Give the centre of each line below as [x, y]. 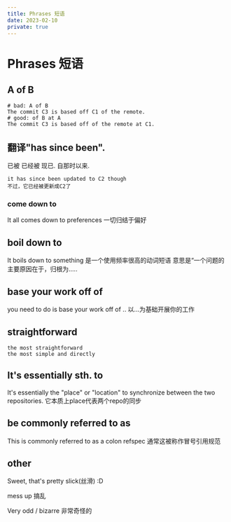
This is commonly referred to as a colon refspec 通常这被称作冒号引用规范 [114, 441]
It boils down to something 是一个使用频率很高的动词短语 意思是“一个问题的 [116, 261]
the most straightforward [45, 348]
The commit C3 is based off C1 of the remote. [76, 112]
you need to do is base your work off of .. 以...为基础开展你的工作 [101, 310]
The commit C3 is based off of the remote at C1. [81, 124]
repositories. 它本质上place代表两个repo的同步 [75, 401]
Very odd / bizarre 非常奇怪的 [50, 511]
